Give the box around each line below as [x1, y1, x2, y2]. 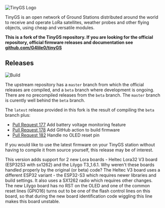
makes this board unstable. [5, 198, 60, 204]
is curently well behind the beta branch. [5, 97, 85, 103]
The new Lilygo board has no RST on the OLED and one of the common [5, 182, 150, 188]
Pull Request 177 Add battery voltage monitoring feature [12, 121, 126, 128]
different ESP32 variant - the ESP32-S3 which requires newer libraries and [5, 172, 157, 178]
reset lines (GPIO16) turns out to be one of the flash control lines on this [5, 188, 150, 194]
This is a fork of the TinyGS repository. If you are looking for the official [5, 35, 154, 40]
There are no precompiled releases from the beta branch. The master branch [5, 92, 161, 98]
